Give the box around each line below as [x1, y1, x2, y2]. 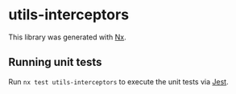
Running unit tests [8, 55, 102, 69]
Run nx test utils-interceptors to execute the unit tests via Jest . [8, 76, 229, 86]
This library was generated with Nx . [8, 32, 126, 42]
